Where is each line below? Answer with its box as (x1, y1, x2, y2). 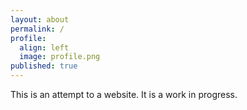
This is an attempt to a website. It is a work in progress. (10, 89, 238, 100)
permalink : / (10, 24, 65, 34)
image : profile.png (19, 52, 101, 62)
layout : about (10, 14, 70, 25)
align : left (19, 42, 70, 53)
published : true (10, 61, 78, 71)
